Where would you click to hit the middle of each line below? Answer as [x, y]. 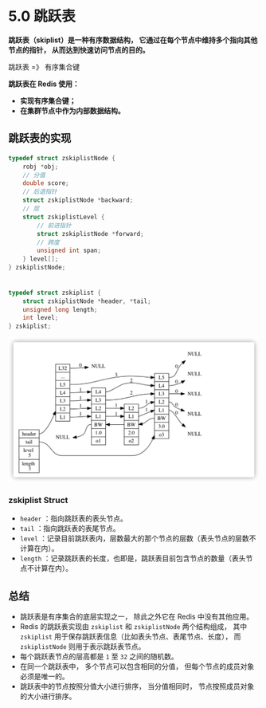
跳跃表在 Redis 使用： [44, 84]
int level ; [41, 318]
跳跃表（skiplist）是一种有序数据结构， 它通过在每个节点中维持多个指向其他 [133, 40]
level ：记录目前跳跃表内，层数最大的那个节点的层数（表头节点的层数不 [138, 538]
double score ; [46, 183]
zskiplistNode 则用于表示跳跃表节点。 [82, 647]
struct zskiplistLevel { [64, 217]
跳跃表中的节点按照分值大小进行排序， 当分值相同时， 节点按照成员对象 [137, 686]
